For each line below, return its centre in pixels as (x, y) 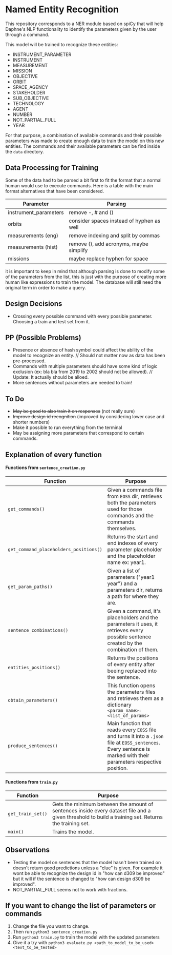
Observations (28, 850)
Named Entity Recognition (62, 9)
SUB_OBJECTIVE (31, 98)
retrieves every (125, 630)
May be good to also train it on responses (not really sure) (74, 411)
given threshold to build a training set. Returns (107, 817)
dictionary (119, 705)
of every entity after (131, 664)
